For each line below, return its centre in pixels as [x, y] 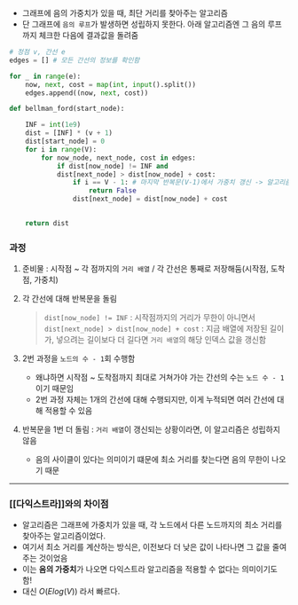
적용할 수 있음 [69, 411]
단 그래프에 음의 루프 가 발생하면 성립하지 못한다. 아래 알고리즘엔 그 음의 [144, 24]
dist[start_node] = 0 [65, 141]
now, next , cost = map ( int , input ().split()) [111, 84]
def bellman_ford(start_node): [67, 109]
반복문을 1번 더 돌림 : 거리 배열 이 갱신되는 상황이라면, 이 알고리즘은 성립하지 [151, 429]
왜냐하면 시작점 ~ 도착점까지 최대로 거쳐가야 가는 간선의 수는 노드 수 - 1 [160, 377]
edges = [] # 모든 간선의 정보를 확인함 [74, 60]
